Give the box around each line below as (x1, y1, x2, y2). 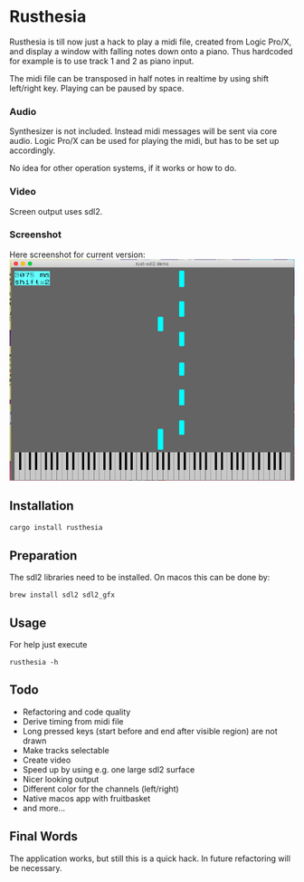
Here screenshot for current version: (9, 249, 146, 260)
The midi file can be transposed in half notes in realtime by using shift (9, 72, 270, 83)
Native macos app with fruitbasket (22, 792, 151, 803)
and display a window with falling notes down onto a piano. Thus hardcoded (9, 45, 293, 56)
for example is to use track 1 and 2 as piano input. (9, 55, 195, 66)
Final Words (9, 829, 79, 844)
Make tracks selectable (22, 744, 110, 755)
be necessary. (9, 862, 62, 873)
